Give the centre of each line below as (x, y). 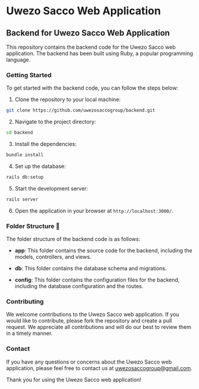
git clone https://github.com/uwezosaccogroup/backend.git (81, 110)
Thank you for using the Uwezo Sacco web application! (74, 379)
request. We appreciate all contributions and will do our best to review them (99, 327)
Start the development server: (51, 188)
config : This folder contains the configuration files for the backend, (97, 280)
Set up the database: (40, 166)
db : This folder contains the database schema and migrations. (91, 268)
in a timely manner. (29, 333)
